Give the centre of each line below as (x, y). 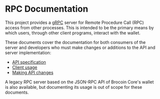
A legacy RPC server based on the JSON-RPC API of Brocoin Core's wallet (80, 82)
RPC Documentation (47, 9)
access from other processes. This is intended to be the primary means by (80, 27)
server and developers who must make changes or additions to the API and (80, 47)
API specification (29, 62)
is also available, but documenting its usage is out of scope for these (74, 87)
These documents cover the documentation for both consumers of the (75, 42)
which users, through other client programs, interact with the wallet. (73, 33)
